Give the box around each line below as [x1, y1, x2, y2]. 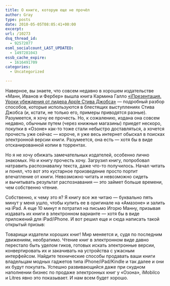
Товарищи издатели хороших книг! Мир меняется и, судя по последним [5, 231, 162, 237]
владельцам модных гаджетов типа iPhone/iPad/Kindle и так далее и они [5, 258, 164, 265]
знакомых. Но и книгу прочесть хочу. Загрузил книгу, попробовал [5, 157, 150, 163]
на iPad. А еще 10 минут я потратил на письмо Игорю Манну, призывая [5, 205, 161, 211]
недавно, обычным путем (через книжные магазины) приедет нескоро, [5, 121, 162, 126]
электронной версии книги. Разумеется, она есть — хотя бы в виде [5, 136, 153, 142]
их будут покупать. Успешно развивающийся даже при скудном [5, 264, 146, 270]
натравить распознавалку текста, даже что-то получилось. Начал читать [5, 163, 165, 169]
